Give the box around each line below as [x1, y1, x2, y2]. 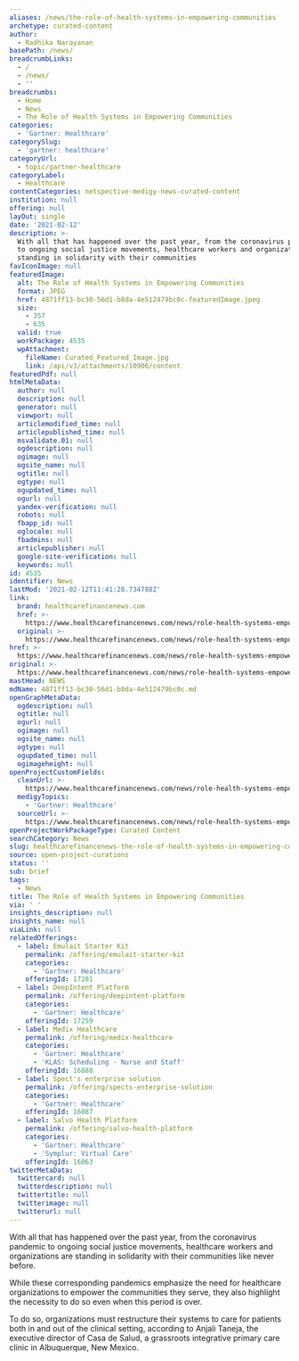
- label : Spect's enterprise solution [17, 1074, 162, 1084]
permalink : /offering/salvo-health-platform [25, 1125, 193, 1134]
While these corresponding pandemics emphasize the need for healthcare [9, 1277, 282, 1288]
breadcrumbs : [9, 87, 58, 96]
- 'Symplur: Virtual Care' [32, 1149, 133, 1158]
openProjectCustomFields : [9, 768, 105, 777]
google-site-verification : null [17, 552, 138, 561]
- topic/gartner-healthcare [17, 162, 122, 171]
